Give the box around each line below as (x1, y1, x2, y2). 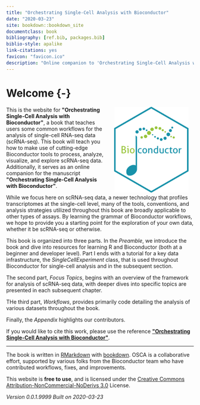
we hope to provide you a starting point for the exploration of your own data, (6, 219, 194, 226)
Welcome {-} (6, 86, 71, 100)
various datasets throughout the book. (6, 304, 100, 311)
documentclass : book (6, 29, 58, 35)
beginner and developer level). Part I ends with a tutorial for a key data (6, 249, 179, 256)
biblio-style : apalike (6, 41, 62, 47)
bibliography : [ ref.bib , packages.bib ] (6, 35, 105, 41)
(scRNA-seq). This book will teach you (6, 138, 101, 145)
